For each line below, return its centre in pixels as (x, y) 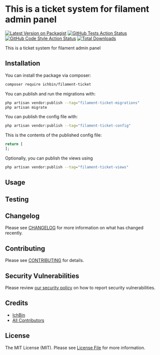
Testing (17, 199)
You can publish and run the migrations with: (50, 94)
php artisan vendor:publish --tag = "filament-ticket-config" (68, 126)
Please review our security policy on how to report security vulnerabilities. (80, 288)
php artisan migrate (26, 107)
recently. (14, 233)
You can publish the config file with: (41, 117)
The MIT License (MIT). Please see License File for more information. (75, 348)
